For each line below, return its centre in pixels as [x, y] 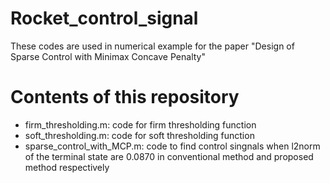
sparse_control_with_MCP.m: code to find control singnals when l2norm [172, 146]
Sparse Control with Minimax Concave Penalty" [108, 56]
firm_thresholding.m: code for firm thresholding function [140, 124]
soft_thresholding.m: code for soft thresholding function [139, 135]
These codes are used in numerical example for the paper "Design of [152, 46]
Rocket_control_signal [104, 18]
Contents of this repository [125, 97]
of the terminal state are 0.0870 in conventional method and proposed [169, 156]
